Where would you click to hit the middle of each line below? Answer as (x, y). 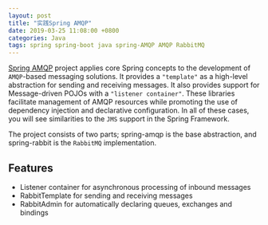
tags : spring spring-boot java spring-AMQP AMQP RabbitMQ (106, 45)
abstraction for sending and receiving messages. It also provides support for (134, 85)
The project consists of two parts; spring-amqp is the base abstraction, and (132, 134)
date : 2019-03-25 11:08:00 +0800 (64, 30)
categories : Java (37, 38)
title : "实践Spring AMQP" (50, 23)
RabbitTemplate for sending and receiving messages (106, 195)
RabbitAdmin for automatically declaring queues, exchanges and (126, 203)
